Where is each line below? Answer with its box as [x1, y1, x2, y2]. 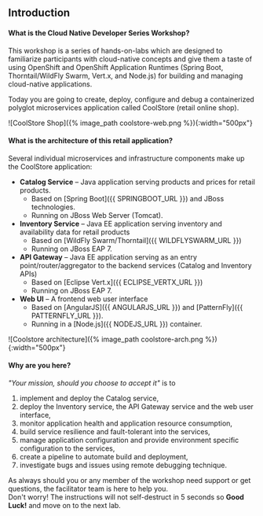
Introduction [8, 6, 71, 20]
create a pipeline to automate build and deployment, [19, 452, 188, 461]
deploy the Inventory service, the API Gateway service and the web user [19, 402, 254, 411]
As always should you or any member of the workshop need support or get [8, 476, 251, 485]
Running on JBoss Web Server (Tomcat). [31, 210, 163, 219]
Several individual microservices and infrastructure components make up [8, 153, 245, 163]
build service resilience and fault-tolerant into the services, [19, 427, 210, 436]
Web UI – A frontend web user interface [19, 294, 148, 304]
